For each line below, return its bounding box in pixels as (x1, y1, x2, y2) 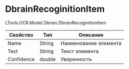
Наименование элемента (60, 39, 122, 46)
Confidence (7, 56, 35, 63)
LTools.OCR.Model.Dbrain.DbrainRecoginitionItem (5, 20, 106, 26)
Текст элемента (60, 48, 99, 55)
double (39, 56, 56, 63)
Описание (78, 31, 104, 38)
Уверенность (60, 56, 92, 63)
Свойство (9, 31, 34, 38)
